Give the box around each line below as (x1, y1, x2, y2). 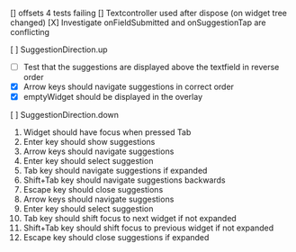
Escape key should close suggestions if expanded (22, 232, 210, 243)
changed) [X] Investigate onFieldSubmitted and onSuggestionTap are (10, 17, 266, 28)
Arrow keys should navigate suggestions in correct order (22, 81, 235, 93)
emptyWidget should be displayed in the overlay (22, 92, 203, 103)
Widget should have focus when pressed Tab (22, 127, 192, 138)
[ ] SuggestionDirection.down (10, 110, 120, 121)
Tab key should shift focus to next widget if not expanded (22, 213, 237, 224)
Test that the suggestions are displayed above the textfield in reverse (22, 62, 280, 72)
